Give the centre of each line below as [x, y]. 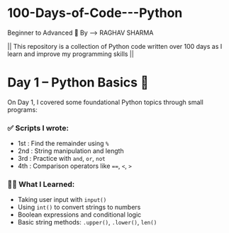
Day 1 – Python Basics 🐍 [78, 83]
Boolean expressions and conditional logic [79, 215]
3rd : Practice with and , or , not [62, 159]
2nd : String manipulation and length [71, 151]
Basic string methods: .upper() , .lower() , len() [87, 222]
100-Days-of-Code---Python [95, 13]
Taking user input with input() [62, 200]
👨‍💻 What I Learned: [41, 184]
